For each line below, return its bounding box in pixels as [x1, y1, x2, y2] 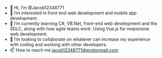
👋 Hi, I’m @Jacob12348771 [9, 5, 64, 10]
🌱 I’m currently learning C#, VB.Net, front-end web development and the [9, 20, 157, 26]
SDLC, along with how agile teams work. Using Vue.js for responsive [9, 26, 150, 32]
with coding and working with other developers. [9, 42, 107, 47]
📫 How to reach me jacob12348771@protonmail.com [9, 47, 119, 53]
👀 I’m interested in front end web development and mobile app [9, 10, 137, 16]
